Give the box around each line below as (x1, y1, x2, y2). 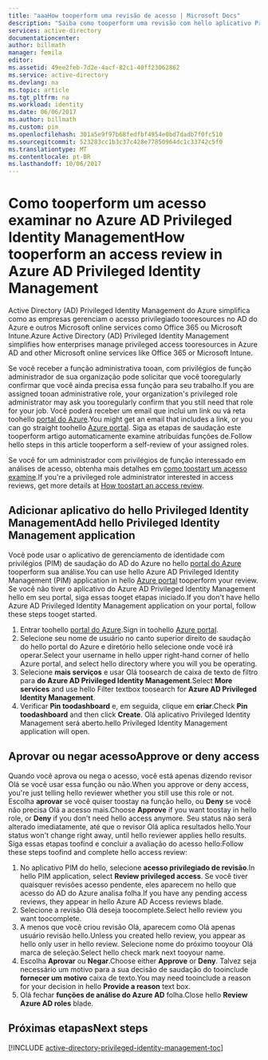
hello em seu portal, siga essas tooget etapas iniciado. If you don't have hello (8, 592, 260, 602)
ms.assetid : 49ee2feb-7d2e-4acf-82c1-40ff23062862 (8, 64, 180, 72)
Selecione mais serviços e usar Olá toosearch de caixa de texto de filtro (19, 667, 258, 677)
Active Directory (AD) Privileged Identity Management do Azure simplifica (8, 306, 250, 315)
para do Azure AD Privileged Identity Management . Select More (19, 675, 233, 685)
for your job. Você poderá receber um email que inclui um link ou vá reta (8, 406, 246, 416)
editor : (8, 57, 34, 65)
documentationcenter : (8, 34, 81, 42)
